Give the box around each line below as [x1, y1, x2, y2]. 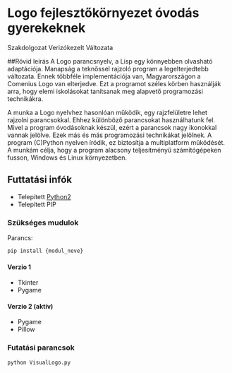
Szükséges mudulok [7, 218, 79, 227]
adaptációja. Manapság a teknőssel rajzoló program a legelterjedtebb [7, 64, 209, 73]
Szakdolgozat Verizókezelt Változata [7, 43, 114, 52]
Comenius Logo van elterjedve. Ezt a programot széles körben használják [7, 79, 221, 88]
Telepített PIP [17, 200, 56, 208]
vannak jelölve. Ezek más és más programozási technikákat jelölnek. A [7, 131, 212, 139]
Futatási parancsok [7, 343, 75, 353]
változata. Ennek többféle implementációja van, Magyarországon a [7, 72, 201, 81]
